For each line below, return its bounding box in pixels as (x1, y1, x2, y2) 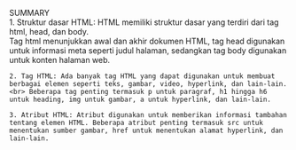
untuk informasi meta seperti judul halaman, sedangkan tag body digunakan (9, 45, 287, 56)
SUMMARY (9, 8, 51, 18)
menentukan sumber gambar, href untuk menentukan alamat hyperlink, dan (9, 126, 284, 135)
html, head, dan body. (9, 27, 90, 36)
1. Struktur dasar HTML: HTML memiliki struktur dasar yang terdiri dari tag (9, 17, 279, 28)
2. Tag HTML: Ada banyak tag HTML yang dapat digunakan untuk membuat (9, 72, 276, 81)
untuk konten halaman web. (9, 55, 111, 65)
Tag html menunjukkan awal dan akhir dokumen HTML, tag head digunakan (9, 36, 285, 46)
